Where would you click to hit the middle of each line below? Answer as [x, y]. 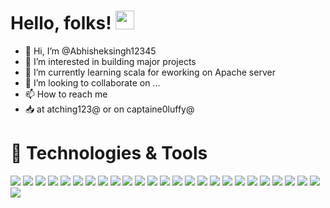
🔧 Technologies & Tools [109, 153]
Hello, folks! [61, 23]
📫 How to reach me [66, 94]
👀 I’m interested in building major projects [110, 61]
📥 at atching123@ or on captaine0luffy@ [109, 109]
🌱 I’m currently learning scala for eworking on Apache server [150, 72]
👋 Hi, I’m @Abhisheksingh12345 [90, 51]
